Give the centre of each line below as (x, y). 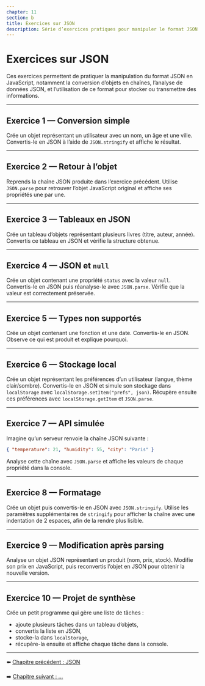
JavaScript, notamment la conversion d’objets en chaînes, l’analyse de (95, 83)
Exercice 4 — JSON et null (58, 266)
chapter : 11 (21, 12)
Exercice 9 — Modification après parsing (85, 545)
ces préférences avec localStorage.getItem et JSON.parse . (80, 399)
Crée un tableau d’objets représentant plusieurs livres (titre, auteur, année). (101, 234)
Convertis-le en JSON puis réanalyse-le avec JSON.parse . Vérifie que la (95, 287)
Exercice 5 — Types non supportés (74, 318)
